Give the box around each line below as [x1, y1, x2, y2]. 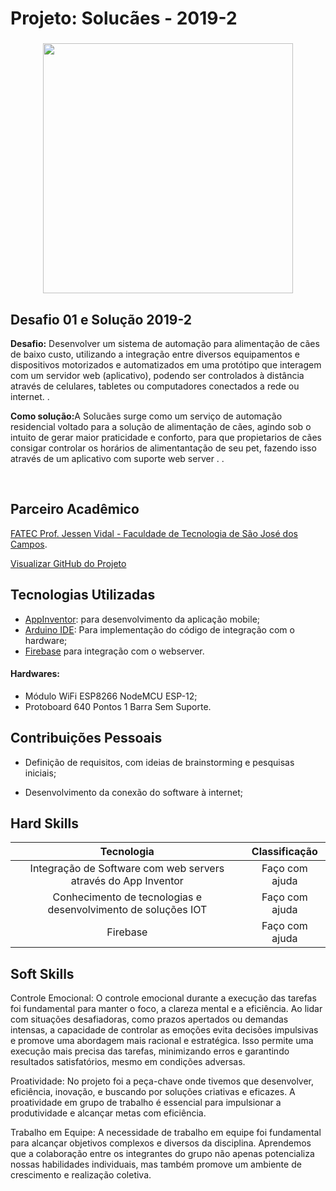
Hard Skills [10, 815, 79, 832]
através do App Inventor [70, 874, 184, 888]
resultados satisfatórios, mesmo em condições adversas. [10, 1056, 246, 1068]
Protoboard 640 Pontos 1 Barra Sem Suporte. [24, 700, 212, 712]
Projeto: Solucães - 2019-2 [10, 7, 238, 30]
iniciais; [24, 767, 57, 779]
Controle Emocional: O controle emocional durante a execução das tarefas [10, 992, 317, 1004]
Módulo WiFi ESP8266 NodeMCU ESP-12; [24, 690, 198, 702]
